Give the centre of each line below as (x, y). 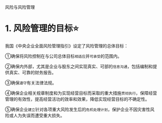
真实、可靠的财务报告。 (32, 72)
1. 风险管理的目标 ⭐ (42, 29)
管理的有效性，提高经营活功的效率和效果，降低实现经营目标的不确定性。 (77, 99)
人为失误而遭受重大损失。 (39, 115)
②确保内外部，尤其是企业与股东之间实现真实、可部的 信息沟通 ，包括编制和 (79, 66)
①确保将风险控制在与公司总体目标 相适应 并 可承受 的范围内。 (64, 56)
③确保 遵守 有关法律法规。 (31, 83)
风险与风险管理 (20, 7)
